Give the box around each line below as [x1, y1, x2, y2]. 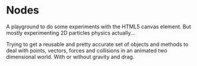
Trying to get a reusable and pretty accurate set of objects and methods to [6, 41, 189, 48]
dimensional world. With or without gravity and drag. [6, 53, 135, 60]
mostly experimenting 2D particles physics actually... [6, 29, 135, 36]
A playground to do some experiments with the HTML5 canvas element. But [6, 23, 192, 30]
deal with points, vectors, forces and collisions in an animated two [6, 47, 167, 54]
